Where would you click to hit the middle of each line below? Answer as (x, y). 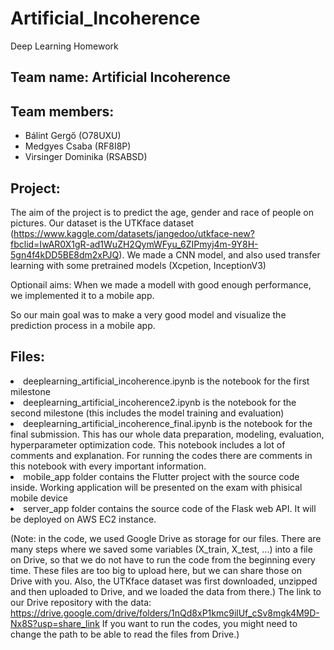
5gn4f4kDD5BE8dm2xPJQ (65, 254)
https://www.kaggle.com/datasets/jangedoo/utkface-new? (134, 233)
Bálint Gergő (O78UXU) (73, 136)
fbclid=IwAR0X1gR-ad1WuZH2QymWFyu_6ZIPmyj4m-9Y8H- (134, 244)
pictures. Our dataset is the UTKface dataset (102, 223)
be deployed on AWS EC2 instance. (83, 519)
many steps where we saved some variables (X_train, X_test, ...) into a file (161, 549)
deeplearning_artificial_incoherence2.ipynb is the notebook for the (160, 402)
